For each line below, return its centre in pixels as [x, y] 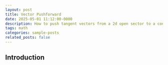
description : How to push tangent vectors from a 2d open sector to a [80, 24]
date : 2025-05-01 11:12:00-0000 [39, 19]
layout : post [19, 10]
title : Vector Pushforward [33, 14]
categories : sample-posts [32, 33]
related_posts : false [28, 38]
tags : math [16, 28]
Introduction [25, 58]
